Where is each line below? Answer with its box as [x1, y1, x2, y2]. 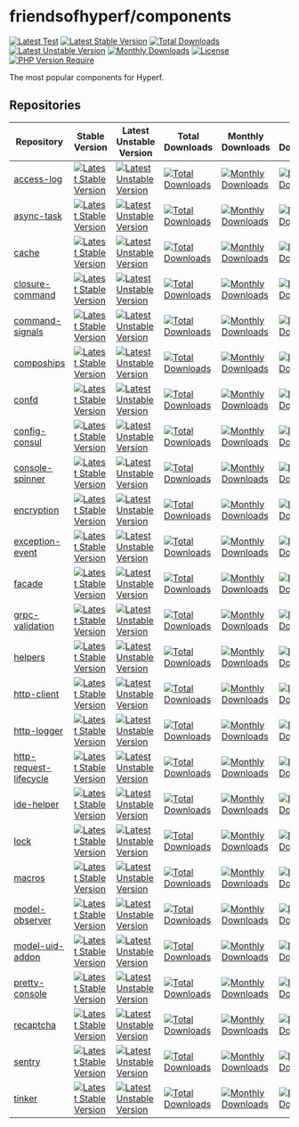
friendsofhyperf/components [9, 6, 232, 27]
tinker [13, 1092, 38, 1105]
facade [13, 577, 44, 589]
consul [13, 435, 42, 448]
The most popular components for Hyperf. [9, 71, 165, 82]
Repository [15, 136, 64, 148]
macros [13, 871, 45, 884]
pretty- [13, 976, 45, 989]
